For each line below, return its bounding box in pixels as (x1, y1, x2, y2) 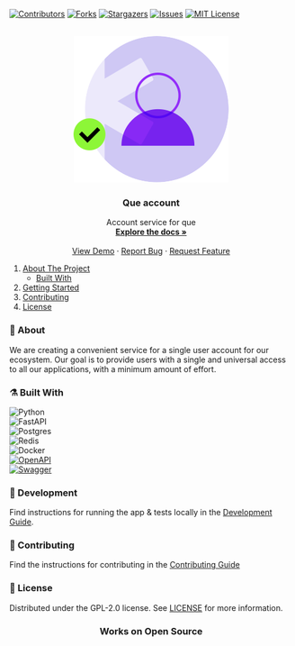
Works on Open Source (99, 624, 203, 637)
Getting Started (22, 282, 79, 293)
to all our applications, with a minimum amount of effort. (9, 363, 217, 374)
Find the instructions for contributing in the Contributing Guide (9, 560, 240, 570)
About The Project (22, 263, 91, 274)
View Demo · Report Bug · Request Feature (71, 246, 231, 257)
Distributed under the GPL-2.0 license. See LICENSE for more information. (9, 602, 283, 613)
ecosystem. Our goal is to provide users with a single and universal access (9, 354, 286, 365)
